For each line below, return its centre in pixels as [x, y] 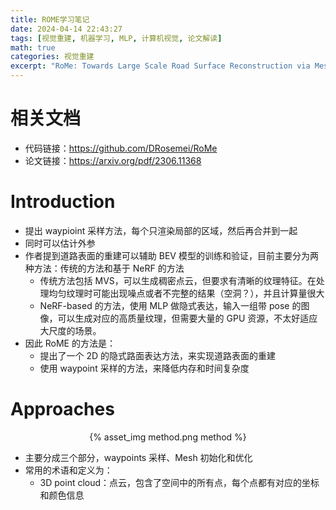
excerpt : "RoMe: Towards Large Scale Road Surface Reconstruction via [160, 66]
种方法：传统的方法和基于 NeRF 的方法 [104, 268]
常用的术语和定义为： [68, 470]
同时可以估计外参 [60, 243]
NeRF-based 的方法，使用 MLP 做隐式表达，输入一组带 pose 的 [170, 305]
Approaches [62, 409]
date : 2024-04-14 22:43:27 [66, 29]
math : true [33, 47]
